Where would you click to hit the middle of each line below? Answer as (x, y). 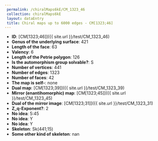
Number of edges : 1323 (36, 72)
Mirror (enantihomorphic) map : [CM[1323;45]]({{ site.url (69, 93)
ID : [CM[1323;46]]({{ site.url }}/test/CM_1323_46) (61, 37)
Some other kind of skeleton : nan (45, 134)
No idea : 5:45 (25, 113)
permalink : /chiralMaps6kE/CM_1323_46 (46, 9)
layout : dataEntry (25, 18)
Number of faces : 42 (33, 78)
